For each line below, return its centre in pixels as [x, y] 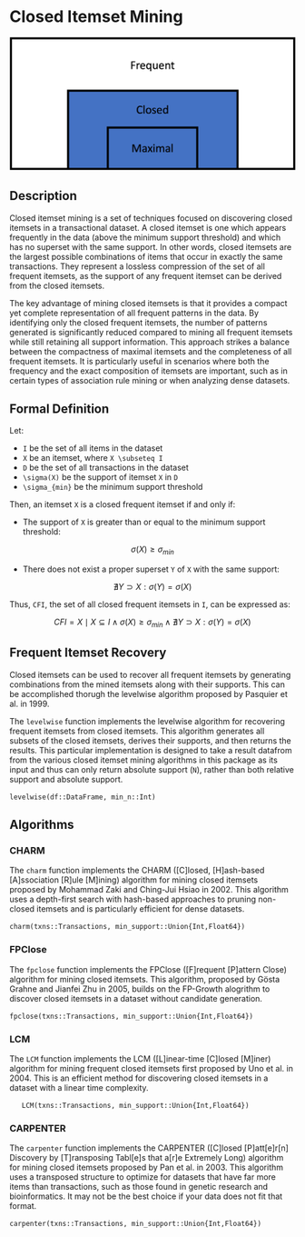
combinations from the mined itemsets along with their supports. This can [148, 684]
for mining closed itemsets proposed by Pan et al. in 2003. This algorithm [147, 1167]
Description [43, 196]
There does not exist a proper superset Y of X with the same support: [151, 569]
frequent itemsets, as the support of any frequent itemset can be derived [146, 275]
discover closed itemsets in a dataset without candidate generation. [136, 998]
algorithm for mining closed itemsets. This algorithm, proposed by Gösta [145, 979]
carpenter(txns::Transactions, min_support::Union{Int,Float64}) [135, 1224]
